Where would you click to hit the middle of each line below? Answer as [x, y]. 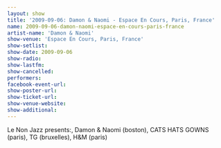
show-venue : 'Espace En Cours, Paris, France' [76, 39]
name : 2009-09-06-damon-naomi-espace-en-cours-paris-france [96, 26]
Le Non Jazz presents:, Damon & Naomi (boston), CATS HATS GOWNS [108, 129]
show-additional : [32, 110]
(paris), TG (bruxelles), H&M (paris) [58, 137]
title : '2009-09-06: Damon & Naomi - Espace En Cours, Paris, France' [111, 20]
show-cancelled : [30, 71]
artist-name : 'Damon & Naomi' [51, 33]
